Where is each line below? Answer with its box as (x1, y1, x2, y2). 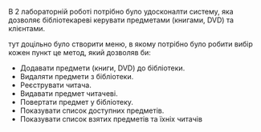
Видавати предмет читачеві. (19, 89, 118, 98)
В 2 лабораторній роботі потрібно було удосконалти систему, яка (8, 7, 234, 16)
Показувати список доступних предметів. (19, 106, 165, 115)
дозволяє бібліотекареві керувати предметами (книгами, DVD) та (8, 15, 234, 25)
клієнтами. (8, 24, 46, 33)
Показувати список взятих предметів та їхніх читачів (19, 114, 203, 123)
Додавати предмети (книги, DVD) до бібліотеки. (19, 63, 186, 73)
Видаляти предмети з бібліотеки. (19, 72, 134, 81)
